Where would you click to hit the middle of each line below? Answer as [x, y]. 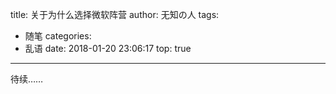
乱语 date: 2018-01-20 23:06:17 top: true [108, 48]
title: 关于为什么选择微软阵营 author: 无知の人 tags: [115, 14]
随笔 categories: [58, 36]
